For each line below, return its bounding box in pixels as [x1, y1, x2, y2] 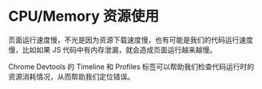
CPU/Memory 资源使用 [8, 7, 160, 25]
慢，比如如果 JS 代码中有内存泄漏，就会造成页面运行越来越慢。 [8, 44, 217, 54]
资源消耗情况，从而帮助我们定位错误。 [8, 72, 134, 81]
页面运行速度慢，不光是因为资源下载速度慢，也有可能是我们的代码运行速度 [8, 35, 253, 44]
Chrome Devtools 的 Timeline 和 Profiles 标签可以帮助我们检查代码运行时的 [8, 61, 255, 72]
